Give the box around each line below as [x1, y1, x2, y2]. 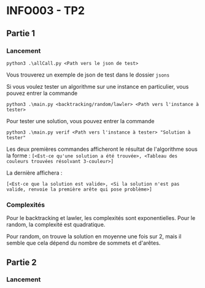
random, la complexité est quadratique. [6, 221, 106, 229]
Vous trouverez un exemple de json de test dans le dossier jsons [6, 71, 170, 78]
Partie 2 [6, 257, 37, 267]
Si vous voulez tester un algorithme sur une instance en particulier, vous [6, 83, 189, 90]
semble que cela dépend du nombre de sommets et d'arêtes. [6, 240, 161, 247]
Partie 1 [6, 28, 36, 39]
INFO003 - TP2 [6, 4, 85, 18]
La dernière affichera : [6, 169, 63, 176]
